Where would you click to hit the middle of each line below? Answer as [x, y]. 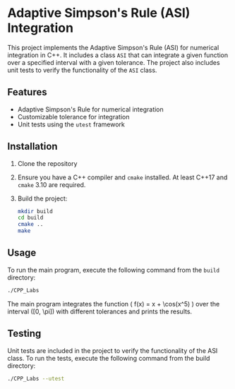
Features [27, 92]
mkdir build [35, 211]
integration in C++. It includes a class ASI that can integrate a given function [118, 55]
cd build [30, 218]
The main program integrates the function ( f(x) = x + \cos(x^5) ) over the [114, 304]
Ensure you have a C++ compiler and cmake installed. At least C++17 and [122, 177]
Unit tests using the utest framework [71, 124]
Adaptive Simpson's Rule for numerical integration [90, 109]
